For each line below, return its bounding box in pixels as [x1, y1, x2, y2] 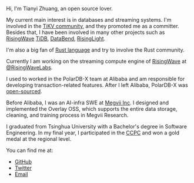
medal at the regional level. [6, 135, 72, 143]
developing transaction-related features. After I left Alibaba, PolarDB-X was [6, 82, 188, 89]
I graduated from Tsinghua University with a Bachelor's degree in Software [6, 123, 187, 130]
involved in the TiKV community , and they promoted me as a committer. [6, 23, 179, 29]
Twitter [14, 164, 32, 171]
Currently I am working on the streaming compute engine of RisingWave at [6, 58, 187, 65]
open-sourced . [6, 88, 42, 94]
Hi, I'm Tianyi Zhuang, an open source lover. [6, 5, 113, 12]
